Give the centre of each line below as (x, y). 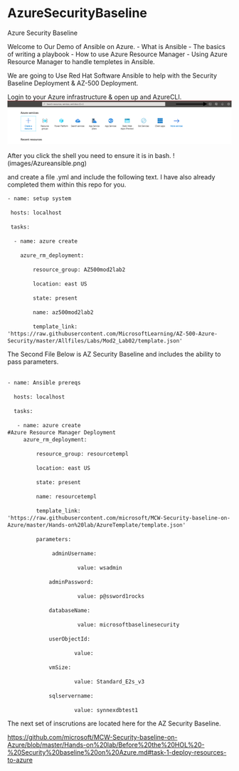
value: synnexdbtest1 (106, 710)
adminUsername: (75, 553)
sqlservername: (71, 696)
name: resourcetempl (67, 496)
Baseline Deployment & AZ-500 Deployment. (73, 83)
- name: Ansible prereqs (44, 382)
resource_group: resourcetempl (83, 453)
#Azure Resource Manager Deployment (62, 432)
